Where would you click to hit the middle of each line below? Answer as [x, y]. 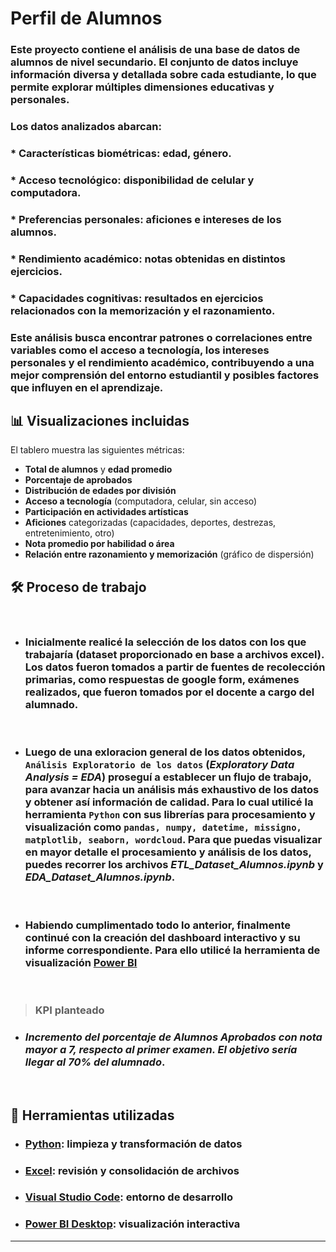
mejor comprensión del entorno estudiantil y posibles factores [165, 375]
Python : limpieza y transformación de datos [133, 1144]
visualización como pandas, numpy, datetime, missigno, [163, 827]
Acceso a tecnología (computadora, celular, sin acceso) [141, 501]
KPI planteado [69, 1010]
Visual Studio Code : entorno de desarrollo [128, 1197]
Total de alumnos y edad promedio [98, 469]
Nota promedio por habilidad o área [99, 544]
